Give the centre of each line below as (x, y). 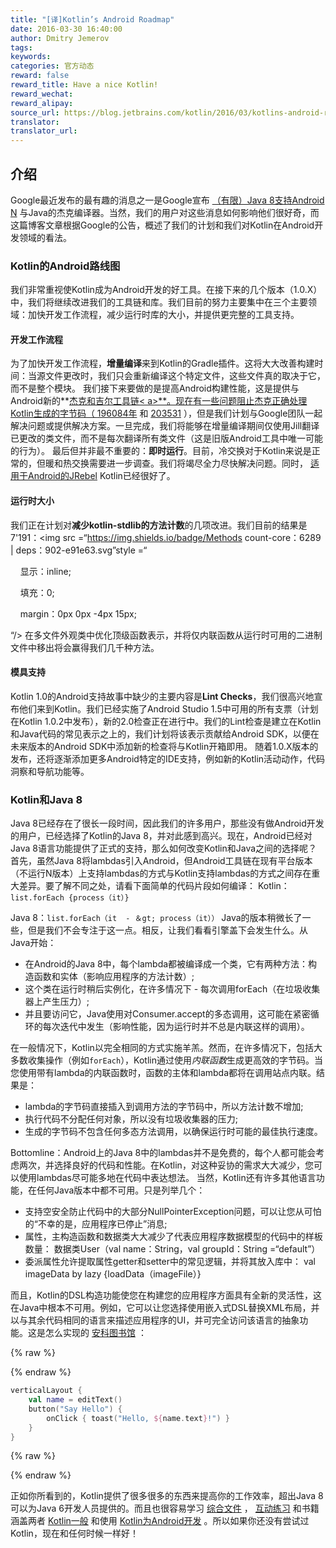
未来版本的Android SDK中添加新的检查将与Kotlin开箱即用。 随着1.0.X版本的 (164, 746)
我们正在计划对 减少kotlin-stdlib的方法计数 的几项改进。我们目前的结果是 (159, 525)
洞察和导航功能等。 (50, 771)
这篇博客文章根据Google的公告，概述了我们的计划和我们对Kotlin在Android (162, 225)
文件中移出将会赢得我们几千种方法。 (85, 647)
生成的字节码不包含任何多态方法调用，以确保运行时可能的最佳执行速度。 (173, 1132)
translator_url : (44, 131)
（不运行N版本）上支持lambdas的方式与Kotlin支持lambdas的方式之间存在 (161, 873)
